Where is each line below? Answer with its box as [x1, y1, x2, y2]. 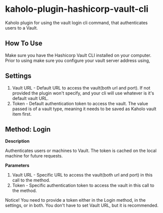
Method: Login [5, 125, 51, 133]
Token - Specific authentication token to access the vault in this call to [12, 183, 155, 188]
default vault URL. [12, 95, 49, 101]
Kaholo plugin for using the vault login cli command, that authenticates [5, 20, 148, 26]
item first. [12, 111, 32, 117]
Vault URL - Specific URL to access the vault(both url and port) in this [12, 172, 153, 178]
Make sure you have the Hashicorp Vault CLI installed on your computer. [5, 52, 151, 58]
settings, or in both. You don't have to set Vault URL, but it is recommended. [5, 203, 159, 209]
